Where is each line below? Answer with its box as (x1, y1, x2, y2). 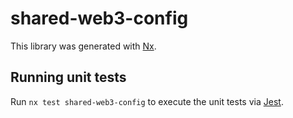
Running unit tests (10, 69, 127, 86)
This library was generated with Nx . (10, 40, 157, 52)
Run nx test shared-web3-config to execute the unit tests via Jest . (10, 95, 284, 107)
